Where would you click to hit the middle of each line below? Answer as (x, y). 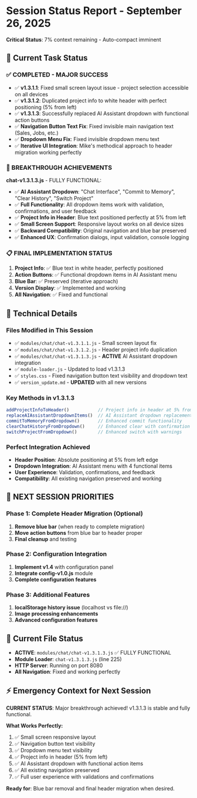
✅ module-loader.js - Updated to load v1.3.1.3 (70, 369)
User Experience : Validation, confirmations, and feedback (85, 472)
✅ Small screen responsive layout (55, 737)
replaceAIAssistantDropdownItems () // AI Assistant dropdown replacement (99, 415)
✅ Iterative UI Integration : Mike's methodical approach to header (94, 146)
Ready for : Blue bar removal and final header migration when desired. (90, 788)
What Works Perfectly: (35, 725)
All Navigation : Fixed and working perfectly (67, 672)
